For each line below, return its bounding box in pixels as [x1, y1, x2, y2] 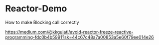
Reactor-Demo [5, 3, 67, 14]
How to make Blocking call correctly [5, 19, 79, 25]
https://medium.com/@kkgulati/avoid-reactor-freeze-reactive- [5, 29, 134, 35]
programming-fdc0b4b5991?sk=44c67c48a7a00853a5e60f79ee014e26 [5, 34, 154, 40]
